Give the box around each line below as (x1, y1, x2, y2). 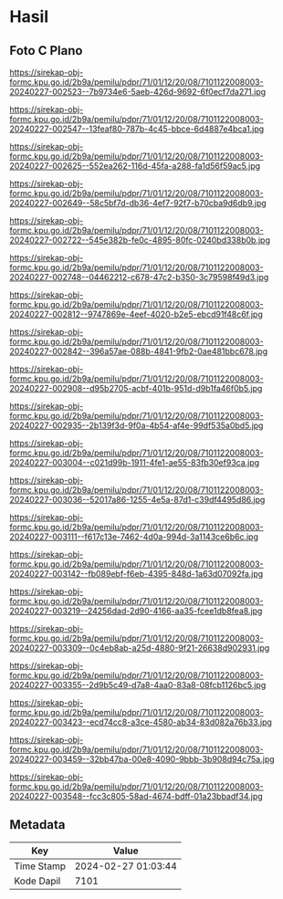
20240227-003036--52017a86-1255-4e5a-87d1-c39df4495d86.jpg (9, 495, 266, 505)
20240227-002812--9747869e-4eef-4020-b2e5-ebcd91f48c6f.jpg (9, 308, 263, 319)
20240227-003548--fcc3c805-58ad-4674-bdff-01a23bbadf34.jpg (9, 791, 263, 801)
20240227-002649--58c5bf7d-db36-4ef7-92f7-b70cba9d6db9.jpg (9, 198, 267, 208)
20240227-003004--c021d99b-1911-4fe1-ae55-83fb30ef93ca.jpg (9, 457, 260, 467)
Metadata (9, 817, 66, 832)
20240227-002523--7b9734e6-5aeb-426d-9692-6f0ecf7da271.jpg (9, 87, 267, 97)
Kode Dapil (14, 874, 61, 887)
